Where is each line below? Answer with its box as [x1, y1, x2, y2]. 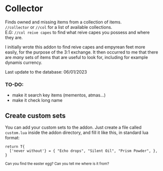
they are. [5, 35, 23, 40]
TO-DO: [5, 81, 24, 88]
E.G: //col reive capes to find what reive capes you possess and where [5, 29, 150, 35]
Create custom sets [5, 112, 66, 120]
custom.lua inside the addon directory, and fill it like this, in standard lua [5, 130, 148, 135]
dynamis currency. [5, 59, 42, 65]
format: [5, 135, 20, 141]
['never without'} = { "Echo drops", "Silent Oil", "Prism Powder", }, [9, 149, 158, 153]
